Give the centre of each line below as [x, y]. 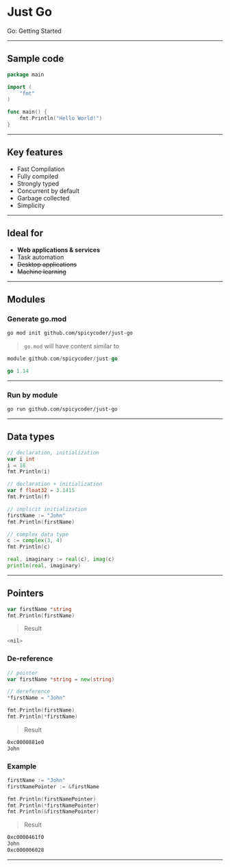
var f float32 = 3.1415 [41, 491]
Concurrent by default [48, 191]
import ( [20, 87]
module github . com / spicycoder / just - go [62, 359]
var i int [21, 459]
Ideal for [25, 233]
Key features [35, 152]
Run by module [33, 395]
